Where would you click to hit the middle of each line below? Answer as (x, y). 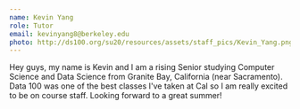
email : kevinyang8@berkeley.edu (69, 34)
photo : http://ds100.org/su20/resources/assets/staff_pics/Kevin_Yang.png (151, 42)
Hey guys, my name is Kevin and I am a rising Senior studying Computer (142, 67)
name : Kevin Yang (42, 17)
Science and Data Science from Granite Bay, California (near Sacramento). (146, 77)
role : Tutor (31, 26)
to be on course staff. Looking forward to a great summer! (116, 96)
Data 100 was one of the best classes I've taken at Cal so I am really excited (149, 86)
